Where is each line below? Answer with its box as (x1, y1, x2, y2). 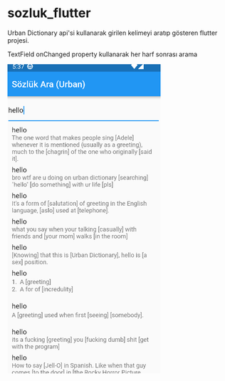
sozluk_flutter (7, 5, 91, 21)
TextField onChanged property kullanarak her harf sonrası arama (7, 50, 198, 58)
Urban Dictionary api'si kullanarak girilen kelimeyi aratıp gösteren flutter (7, 28, 218, 37)
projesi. (7, 36, 30, 44)
